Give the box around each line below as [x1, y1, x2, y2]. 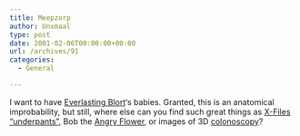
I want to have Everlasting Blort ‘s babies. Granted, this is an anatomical [9, 96, 275, 107]
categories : [9, 55, 55, 64]
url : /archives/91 [9, 47, 79, 56]
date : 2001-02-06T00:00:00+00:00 [9, 38, 136, 48]
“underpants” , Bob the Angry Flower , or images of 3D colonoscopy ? [9, 115, 264, 127]
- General [17, 64, 55, 73]
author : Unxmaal [9, 22, 71, 31]
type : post [9, 30, 51, 39]
